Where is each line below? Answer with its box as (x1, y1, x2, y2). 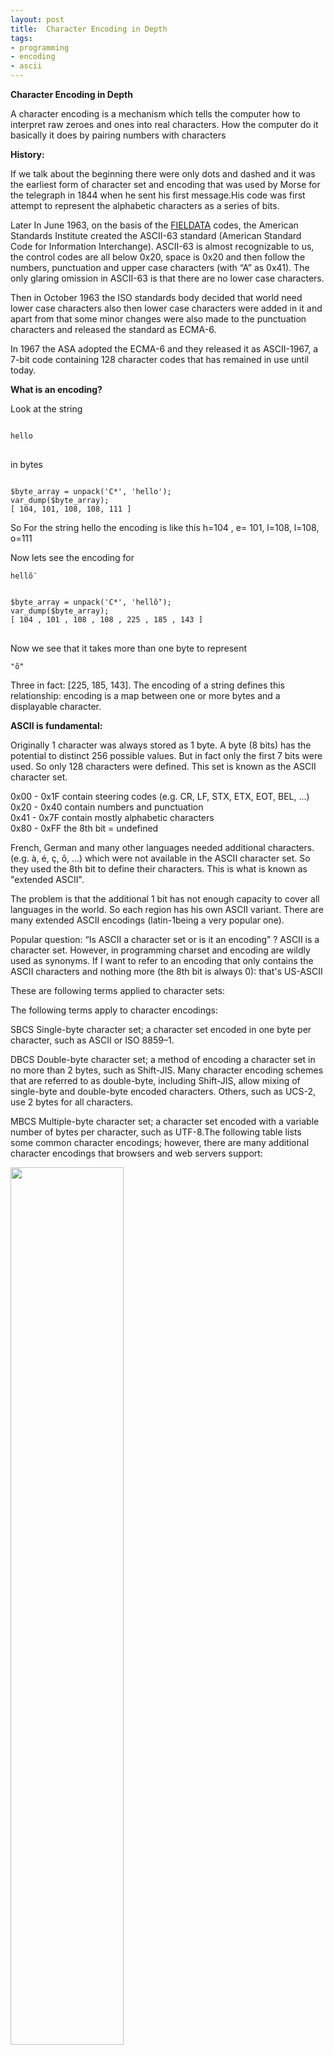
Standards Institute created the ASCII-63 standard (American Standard (10, 230, 302, 241)
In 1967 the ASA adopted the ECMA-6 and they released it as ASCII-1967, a (10, 343, 319, 355)
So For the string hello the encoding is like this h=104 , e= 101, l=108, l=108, (10, 522, 320, 533)
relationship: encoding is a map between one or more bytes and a (10, 690, 281, 701)
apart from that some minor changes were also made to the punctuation (10, 313, 307, 325)
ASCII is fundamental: (10, 720, 103, 731)
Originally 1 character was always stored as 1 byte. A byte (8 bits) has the (10, 739, 312, 751)
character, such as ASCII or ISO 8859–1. (10, 1034, 175, 1046)
